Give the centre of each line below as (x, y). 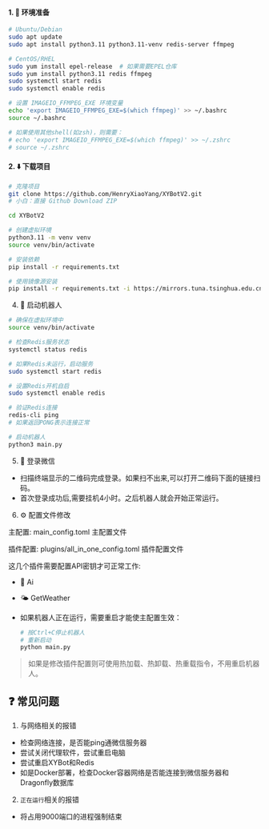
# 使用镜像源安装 (33, 281)
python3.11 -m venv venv (50, 238)
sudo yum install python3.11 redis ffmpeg (80, 74)
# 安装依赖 (24, 259)
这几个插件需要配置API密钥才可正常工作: (75, 566)
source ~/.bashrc (37, 118)
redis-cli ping (34, 415)
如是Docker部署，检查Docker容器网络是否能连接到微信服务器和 (124, 773)
